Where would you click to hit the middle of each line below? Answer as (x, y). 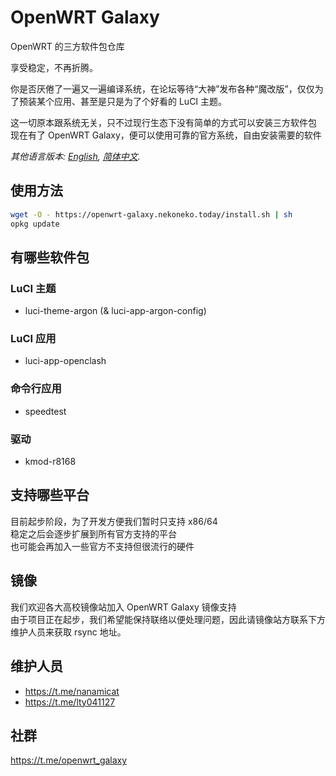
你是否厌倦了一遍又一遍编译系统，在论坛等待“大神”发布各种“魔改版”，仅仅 (162, 88)
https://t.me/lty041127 (70, 702)
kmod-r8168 (50, 462)
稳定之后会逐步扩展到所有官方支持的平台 (93, 533)
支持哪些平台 (50, 495)
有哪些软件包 (50, 257)
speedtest (45, 411)
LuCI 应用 (33, 339)
